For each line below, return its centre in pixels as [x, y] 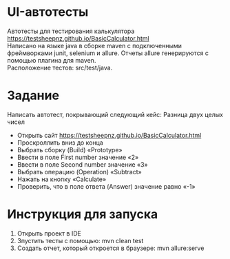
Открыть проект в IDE [49, 233]
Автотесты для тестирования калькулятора [71, 31]
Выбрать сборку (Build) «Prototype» [70, 149]
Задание [33, 95]
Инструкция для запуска [83, 215]
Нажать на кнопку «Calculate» [62, 179]
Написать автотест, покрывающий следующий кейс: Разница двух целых [115, 114]
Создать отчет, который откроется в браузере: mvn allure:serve [111, 248]
